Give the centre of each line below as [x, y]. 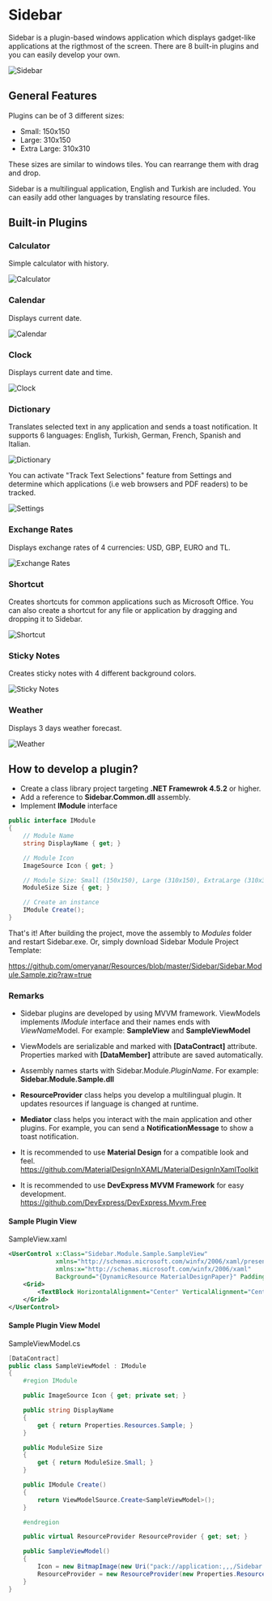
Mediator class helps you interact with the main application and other [136, 1120]
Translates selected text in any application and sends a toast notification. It [133, 427]
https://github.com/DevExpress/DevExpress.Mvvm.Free [113, 1202]
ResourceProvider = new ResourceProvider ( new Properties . [137, 1574]
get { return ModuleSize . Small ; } [96, 1463]
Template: [25, 950]
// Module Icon [49, 858]
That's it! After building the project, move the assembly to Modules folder [130, 933]
